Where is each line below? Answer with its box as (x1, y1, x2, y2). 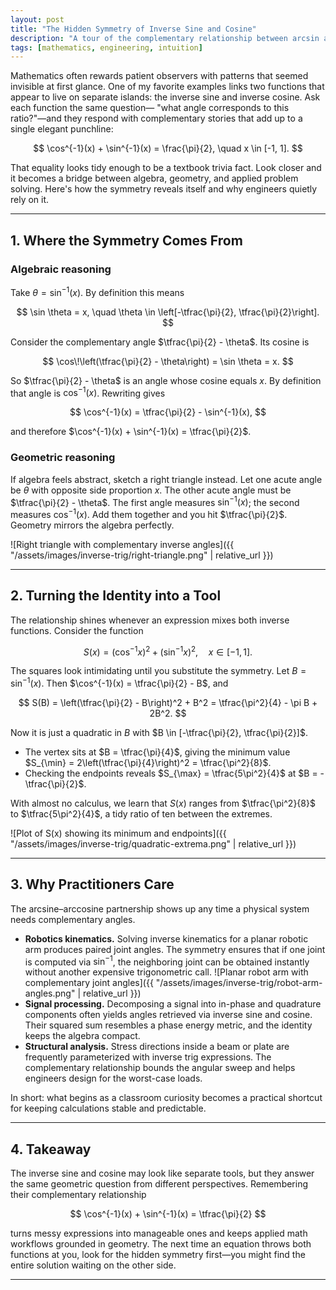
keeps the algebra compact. (24, 1030, 141, 1042)
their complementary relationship (10, 1189, 147, 1201)
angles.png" (24, 987, 76, 1000)
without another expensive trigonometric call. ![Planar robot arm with (24, 966, 309, 978)
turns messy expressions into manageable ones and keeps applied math (10, 1227, 308, 1240)
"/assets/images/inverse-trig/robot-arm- (155, 977, 323, 989)
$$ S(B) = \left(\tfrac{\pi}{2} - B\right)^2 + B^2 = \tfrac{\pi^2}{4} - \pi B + (18, 696, 318, 708)
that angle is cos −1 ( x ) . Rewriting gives (10, 385, 166, 399)
